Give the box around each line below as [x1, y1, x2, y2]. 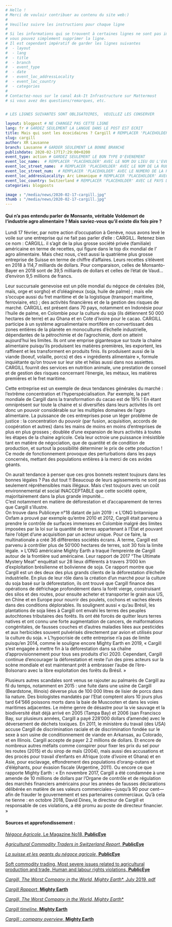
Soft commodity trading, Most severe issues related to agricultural [5, 861, 145, 867]
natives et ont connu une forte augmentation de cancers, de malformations [5, 618, 164, 625]
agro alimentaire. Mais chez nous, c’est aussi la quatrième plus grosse [5, 251, 153, 258]
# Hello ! [5, 7, 27, 13]
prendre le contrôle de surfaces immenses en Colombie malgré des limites [5, 520, 162, 526]
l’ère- [135, 662, 147, 668]
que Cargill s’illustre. [5, 504, 49, 510]
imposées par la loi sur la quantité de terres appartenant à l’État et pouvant [5, 526, 163, 532]
